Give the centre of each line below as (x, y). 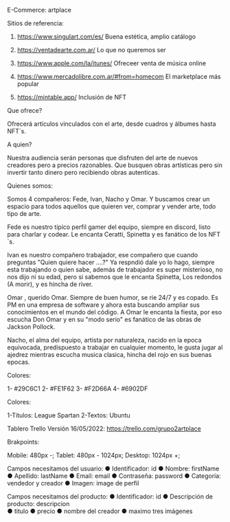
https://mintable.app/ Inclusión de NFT (72, 97)
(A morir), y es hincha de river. (50, 284)
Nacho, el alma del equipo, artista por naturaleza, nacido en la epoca (104, 340)
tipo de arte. (24, 214)
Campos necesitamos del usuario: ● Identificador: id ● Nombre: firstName (113, 468)
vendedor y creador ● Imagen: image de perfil (73, 483)
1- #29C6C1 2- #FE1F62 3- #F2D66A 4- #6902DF (78, 389)
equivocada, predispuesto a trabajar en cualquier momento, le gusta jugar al (115, 347)
